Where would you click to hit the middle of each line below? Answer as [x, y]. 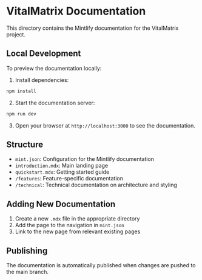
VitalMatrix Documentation [76, 11]
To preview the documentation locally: [54, 68]
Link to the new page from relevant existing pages [78, 231]
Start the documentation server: [55, 103]
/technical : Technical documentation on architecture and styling [96, 185]
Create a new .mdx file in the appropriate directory [77, 219]
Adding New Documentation [61, 204]
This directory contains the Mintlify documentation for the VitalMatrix [93, 28]
